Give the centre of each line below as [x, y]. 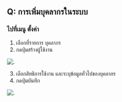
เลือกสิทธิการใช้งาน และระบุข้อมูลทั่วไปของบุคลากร [66, 73]
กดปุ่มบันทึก [28, 80]
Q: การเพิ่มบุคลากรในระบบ [48, 12]
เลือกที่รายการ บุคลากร [38, 42]
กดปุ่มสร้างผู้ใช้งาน [34, 49]
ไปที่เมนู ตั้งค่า [23, 29]
